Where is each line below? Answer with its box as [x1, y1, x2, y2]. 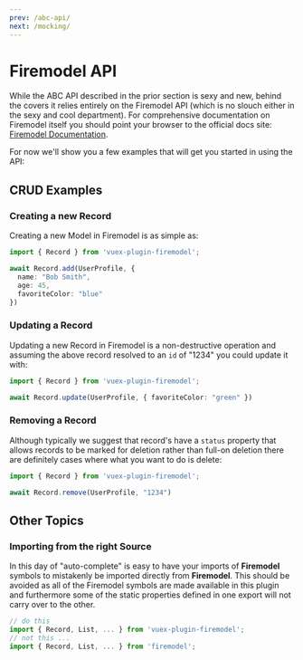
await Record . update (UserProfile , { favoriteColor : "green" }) [9, 393, 253, 402]
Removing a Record [9, 414, 97, 426]
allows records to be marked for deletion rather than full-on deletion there [9, 445, 285, 455]
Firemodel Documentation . [9, 129, 109, 140]
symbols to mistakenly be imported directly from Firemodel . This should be [9, 570, 290, 581]
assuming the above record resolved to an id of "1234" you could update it [9, 349, 289, 360]
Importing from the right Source [9, 540, 152, 552]
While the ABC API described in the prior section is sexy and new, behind [9, 91, 282, 101]
